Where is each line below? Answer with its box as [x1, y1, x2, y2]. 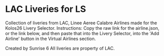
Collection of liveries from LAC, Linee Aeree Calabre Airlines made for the [5, 20, 157, 26]
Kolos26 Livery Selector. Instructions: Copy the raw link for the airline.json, [5, 25, 159, 31]
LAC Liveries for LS [5, 3, 86, 15]
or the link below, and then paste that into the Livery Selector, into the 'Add [5, 30, 159, 36]
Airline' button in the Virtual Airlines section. [5, 36, 96, 42]
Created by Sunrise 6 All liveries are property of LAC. [5, 45, 115, 51]
